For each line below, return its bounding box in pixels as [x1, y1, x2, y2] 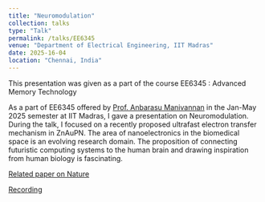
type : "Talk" [8, 26, 52, 34]
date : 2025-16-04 [8, 49, 67, 57]
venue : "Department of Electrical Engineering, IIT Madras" [8, 42, 214, 50]
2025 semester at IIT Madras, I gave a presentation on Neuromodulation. [8, 111, 249, 120]
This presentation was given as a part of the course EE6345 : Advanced [8, 78, 247, 88]
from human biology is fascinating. [8, 153, 123, 163]
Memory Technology [8, 87, 78, 96]
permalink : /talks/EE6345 [8, 34, 95, 42]
